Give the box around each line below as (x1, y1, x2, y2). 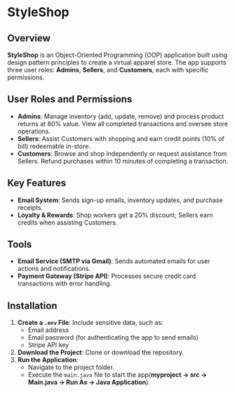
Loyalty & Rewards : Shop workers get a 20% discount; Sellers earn (17, 211, 213, 219)
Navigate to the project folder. (27, 363, 114, 372)
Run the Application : (17, 356, 79, 364)
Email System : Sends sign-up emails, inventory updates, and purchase (17, 196, 223, 204)
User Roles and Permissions (7, 93, 133, 105)
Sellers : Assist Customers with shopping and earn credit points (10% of (17, 134, 224, 142)
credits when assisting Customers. (17, 218, 118, 227)
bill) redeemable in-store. (17, 142, 91, 150)
